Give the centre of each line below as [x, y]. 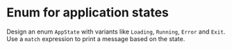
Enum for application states [88, 13]
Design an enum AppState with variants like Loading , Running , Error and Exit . [116, 32]
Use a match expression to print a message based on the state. [96, 38]
